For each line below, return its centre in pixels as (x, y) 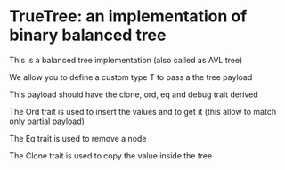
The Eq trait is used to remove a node (78, 138)
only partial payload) (47, 121)
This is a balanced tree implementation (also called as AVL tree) (126, 60)
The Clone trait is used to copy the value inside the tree (111, 155)
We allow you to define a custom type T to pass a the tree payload (131, 77)
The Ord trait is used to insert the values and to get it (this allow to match (143, 111)
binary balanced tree (88, 35)
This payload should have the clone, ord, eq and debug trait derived (134, 94)
